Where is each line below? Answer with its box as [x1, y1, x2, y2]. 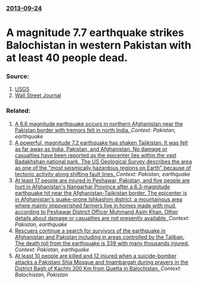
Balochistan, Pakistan [14, 271, 68, 278]
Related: [6, 106, 31, 115]
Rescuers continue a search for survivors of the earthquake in [14, 227, 166, 234]
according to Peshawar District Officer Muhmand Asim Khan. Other [14, 208, 178, 215]
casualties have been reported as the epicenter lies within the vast [14, 151, 177, 159]
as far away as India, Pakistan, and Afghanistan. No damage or [14, 145, 168, 152]
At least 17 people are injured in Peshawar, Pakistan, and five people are [14, 176, 190, 184]
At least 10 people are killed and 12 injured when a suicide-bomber [14, 252, 177, 259]
